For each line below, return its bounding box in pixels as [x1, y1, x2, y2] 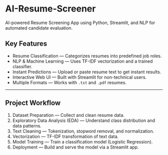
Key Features [5, 40, 47, 48]
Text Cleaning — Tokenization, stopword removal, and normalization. [12, 128, 154, 134]
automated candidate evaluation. [5, 25, 73, 31]
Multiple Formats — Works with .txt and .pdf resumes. [12, 79, 126, 85]
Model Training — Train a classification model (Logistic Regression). [12, 138, 153, 144]
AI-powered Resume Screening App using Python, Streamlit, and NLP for [5, 20, 155, 26]
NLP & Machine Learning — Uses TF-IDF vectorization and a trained [12, 58, 153, 64]
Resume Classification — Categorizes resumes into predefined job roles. [12, 53, 162, 59]
